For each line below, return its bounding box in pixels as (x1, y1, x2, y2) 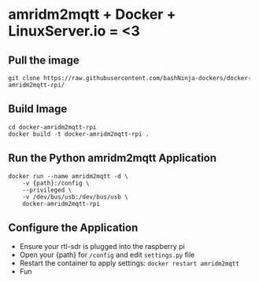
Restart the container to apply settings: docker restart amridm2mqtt (19, 258, 240, 268)
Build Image (8, 102, 68, 115)
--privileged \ (22, 186, 72, 194)
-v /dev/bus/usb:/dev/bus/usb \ (22, 192, 128, 201)
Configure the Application (8, 222, 139, 235)
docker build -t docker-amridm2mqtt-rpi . (8, 130, 150, 138)
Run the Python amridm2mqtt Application (8, 152, 217, 165)
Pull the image (8, 53, 80, 67)
